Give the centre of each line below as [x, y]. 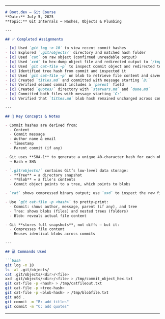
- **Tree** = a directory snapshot [46, 175]
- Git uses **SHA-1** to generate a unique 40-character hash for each [80, 157]
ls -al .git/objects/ [27, 270]
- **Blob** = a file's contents [43, 180]
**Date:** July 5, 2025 [29, 17]
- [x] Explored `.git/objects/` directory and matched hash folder [76, 53]
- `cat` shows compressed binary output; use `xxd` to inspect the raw [80, 193]
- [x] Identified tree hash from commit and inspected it [66, 71]
